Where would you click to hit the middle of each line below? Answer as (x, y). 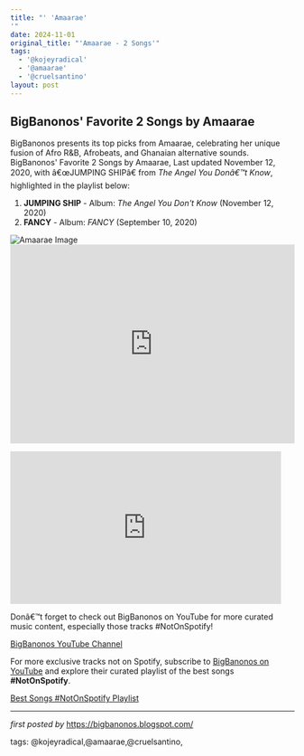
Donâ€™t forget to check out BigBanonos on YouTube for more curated (142, 617)
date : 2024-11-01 (43, 34)
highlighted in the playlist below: (70, 185)
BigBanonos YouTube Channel (66, 644)
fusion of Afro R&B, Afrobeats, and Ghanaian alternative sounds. (130, 153)
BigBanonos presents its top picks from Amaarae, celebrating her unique (145, 143)
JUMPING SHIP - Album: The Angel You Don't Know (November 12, (148, 203)
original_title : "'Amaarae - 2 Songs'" (85, 43)
